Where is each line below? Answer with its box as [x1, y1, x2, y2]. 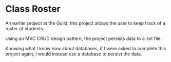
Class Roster [5, 3, 61, 15]
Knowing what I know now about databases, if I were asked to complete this [5, 45, 166, 51]
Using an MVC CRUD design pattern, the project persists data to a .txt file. [5, 35, 162, 42]
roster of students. [5, 25, 45, 31]
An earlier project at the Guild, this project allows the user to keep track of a [5, 20, 166, 26]
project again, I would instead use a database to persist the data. [5, 51, 142, 57]
